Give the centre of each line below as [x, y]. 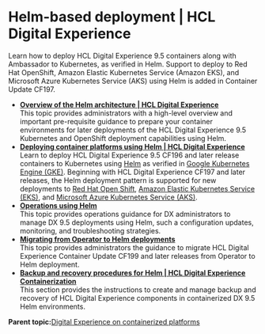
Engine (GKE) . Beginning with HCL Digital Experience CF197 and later [132, 172]
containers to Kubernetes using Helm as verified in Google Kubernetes [134, 163]
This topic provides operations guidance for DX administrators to [125, 214]
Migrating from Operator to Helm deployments [97, 239]
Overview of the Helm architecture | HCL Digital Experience [119, 104]
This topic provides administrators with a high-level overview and [126, 113]
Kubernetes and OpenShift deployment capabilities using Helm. [123, 138]
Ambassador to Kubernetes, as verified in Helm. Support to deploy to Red [128, 64]
